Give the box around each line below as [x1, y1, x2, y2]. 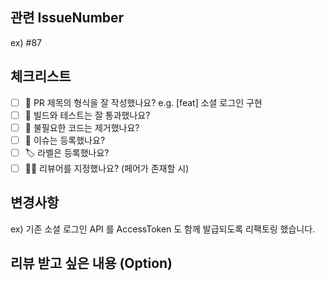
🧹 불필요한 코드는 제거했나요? [24, 121, 140, 133]
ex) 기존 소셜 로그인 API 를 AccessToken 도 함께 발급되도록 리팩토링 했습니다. [10, 223, 316, 235]
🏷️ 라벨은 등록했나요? [24, 146, 110, 158]
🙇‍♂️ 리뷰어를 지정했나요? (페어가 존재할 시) [24, 162, 190, 174]
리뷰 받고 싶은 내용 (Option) [10, 255, 173, 272]
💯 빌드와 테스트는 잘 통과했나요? [24, 109, 151, 121]
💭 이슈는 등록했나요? [24, 134, 106, 146]
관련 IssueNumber [10, 9, 125, 27]
